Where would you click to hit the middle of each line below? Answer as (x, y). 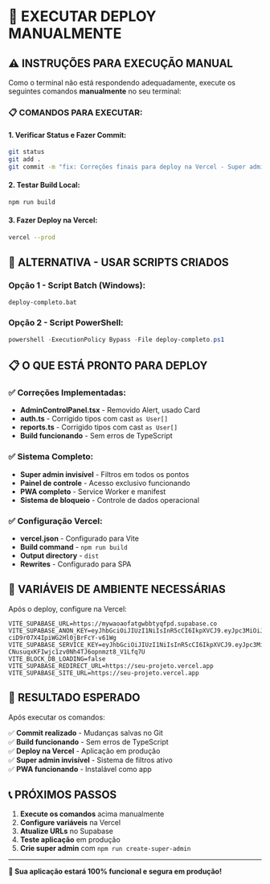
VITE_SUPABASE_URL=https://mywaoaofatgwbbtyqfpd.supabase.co (113, 624)
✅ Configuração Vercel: (55, 521)
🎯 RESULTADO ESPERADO (74, 697)
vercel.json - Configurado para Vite (79, 538)
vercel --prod (32, 238)
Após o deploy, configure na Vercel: (67, 608)
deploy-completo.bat (43, 302)
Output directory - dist (59, 555)
